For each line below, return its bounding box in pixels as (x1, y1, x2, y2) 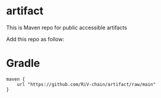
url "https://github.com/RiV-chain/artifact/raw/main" (17, 81, 156, 87)
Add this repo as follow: (6, 35, 64, 42)
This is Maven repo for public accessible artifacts (6, 24, 127, 31)
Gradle (6, 57, 41, 70)
